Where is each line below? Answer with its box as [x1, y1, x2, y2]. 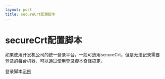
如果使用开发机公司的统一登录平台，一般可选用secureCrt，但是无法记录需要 [5, 52, 160, 58]
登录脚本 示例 [5, 69, 31, 75]
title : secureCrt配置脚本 [5, 12, 56, 17]
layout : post [5, 7, 32, 12]
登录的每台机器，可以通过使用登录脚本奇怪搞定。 [5, 58, 105, 64]
